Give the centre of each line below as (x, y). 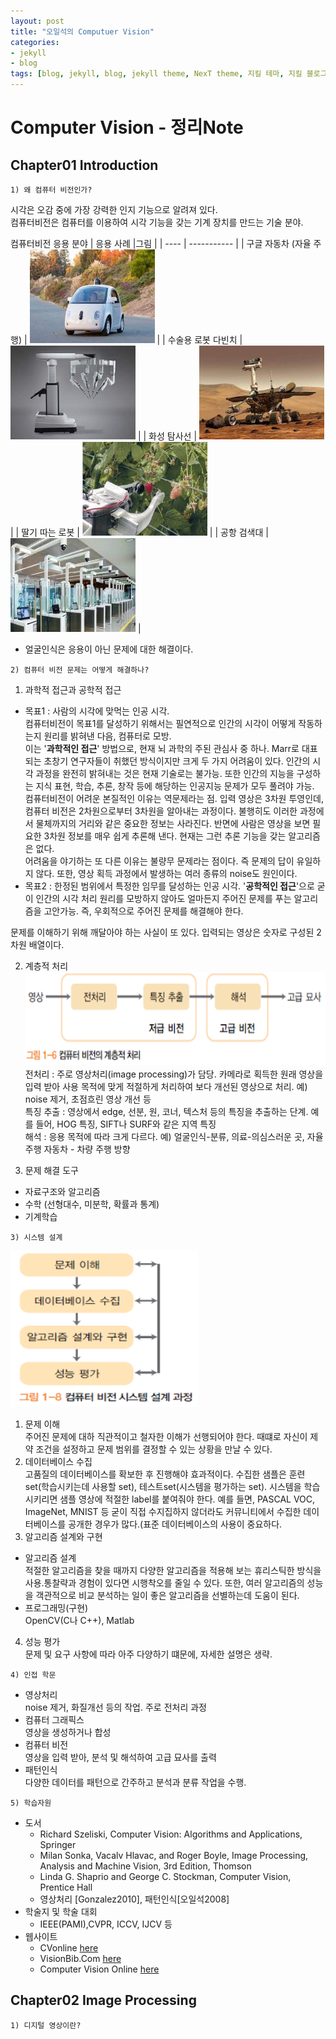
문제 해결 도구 (51, 1170)
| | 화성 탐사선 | (167, 436)
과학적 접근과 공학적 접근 (73, 689)
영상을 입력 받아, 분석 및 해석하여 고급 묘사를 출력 (120, 1757)
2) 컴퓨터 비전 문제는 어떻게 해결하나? (80, 670)
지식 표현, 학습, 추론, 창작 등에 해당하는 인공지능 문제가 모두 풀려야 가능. (175, 786)
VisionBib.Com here (80, 1958)
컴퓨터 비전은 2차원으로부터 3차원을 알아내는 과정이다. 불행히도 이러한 (161, 811)
